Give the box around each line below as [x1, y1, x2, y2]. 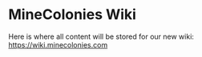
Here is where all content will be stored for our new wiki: [8, 32, 195, 41]
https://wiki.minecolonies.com [8, 40, 108, 49]
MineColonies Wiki [8, 6, 136, 24]
